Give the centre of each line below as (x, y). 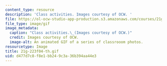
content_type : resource (30, 10)
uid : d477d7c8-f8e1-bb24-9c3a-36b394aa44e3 (51, 56)
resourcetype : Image (27, 47)
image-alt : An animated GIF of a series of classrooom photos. (76, 42)
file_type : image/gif (28, 24)
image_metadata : (22, 28)
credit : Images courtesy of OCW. (44, 38)
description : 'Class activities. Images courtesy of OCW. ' (69, 14)
